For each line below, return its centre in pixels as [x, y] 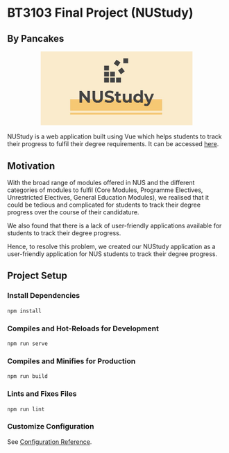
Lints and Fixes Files [42, 394]
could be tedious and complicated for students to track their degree [104, 205]
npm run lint [26, 409]
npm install [24, 311]
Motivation [31, 166]
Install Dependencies [44, 296]
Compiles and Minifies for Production [71, 361]
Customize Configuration [51, 427]
